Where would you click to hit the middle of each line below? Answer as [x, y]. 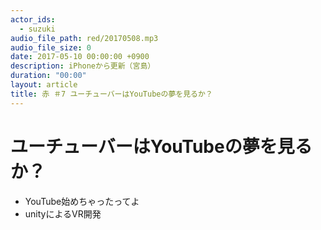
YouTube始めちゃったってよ [82, 201]
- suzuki [37, 29]
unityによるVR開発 [63, 213]
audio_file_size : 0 [51, 47]
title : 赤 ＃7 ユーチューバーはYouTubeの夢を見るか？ [111, 94]
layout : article [44, 85]
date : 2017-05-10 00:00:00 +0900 [80, 57]
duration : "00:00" [48, 76]
